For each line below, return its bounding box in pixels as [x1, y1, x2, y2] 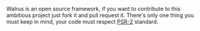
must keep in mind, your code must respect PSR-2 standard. [6, 18, 159, 25]
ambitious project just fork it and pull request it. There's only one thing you [6, 12, 194, 19]
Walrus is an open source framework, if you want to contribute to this [6, 5, 181, 12]
